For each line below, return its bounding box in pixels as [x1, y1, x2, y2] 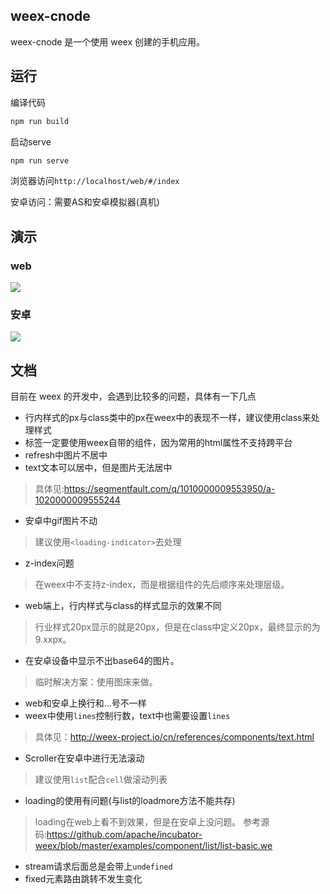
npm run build [10, 116, 70, 126]
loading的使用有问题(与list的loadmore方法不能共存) [24, 795, 236, 807]
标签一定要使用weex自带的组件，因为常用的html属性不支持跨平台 [24, 437, 293, 449]
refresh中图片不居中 [24, 449, 108, 461]
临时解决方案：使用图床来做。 [34, 676, 158, 688]
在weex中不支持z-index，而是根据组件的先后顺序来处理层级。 [34, 579, 290, 591]
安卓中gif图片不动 [24, 515, 98, 527]
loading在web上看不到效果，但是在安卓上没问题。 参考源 [34, 816, 270, 828]
